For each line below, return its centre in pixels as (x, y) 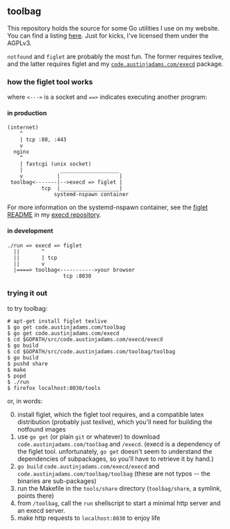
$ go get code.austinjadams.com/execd (63, 333)
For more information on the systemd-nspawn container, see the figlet (108, 207)
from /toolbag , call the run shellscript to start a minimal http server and (119, 503)
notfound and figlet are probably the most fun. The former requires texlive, (115, 56)
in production (27, 113)
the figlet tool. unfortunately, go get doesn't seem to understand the (115, 451)
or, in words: (25, 401)
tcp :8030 (77, 276)
